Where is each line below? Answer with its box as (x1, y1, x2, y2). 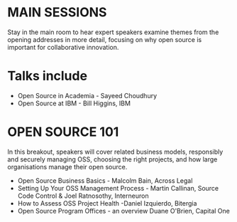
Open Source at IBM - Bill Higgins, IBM (17, 99, 131, 107)
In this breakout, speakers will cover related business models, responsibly (7, 147, 224, 156)
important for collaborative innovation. (7, 43, 119, 51)
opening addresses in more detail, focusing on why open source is (7, 35, 202, 43)
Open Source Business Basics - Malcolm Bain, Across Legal (17, 176, 193, 185)
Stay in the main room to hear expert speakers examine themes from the (7, 28, 219, 36)
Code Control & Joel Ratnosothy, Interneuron (17, 191, 149, 200)
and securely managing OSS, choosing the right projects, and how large (7, 154, 218, 164)
